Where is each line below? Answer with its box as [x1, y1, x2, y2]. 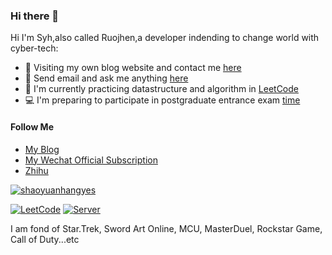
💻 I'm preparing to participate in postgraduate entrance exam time [24, 94, 301, 106]
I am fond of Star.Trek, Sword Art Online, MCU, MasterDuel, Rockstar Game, [10, 222, 323, 234]
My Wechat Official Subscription [24, 154, 158, 166]
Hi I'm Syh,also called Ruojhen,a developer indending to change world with [10, 32, 320, 44]
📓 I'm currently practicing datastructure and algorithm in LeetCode [24, 83, 299, 95]
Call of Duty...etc [10, 233, 80, 245]
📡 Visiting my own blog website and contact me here [24, 62, 242, 74]
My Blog [24, 143, 60, 155]
